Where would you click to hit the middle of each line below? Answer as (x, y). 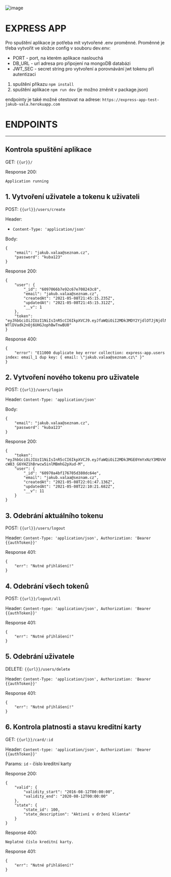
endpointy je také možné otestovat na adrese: (53, 99)
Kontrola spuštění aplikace (49, 150)
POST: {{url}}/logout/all (33, 598)
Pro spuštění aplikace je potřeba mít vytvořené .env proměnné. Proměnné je (85, 42)
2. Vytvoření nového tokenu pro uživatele (72, 377)
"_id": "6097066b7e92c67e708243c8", (62, 289)
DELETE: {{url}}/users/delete (38, 669)
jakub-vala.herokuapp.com (33, 104)
